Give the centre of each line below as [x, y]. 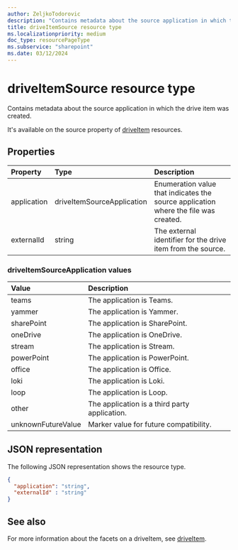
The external [175, 231]
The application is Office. [130, 369]
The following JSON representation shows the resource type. [97, 466]
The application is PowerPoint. [138, 358]
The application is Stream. [131, 346]
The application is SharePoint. [138, 323]
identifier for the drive [190, 240]
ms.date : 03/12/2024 [38, 54]
